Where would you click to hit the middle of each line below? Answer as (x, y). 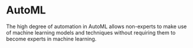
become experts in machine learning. (51, 39)
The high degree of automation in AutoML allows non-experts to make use (97, 26)
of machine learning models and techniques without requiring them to (91, 32)
